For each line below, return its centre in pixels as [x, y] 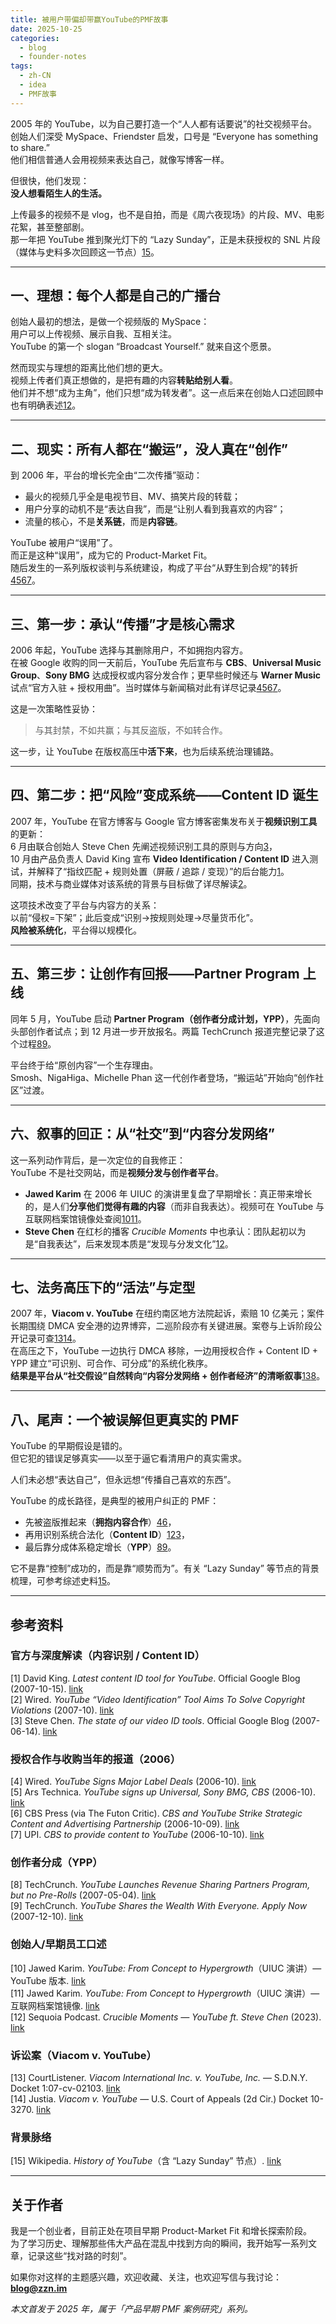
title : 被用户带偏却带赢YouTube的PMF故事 [89, 19]
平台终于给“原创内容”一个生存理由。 [84, 1065]
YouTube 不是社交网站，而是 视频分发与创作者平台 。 [117, 1172]
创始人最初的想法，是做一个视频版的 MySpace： [110, 322]
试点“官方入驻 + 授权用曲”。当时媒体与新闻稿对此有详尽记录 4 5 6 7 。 [148, 688]
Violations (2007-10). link [62, 1710]
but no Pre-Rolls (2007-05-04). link [83, 1895]
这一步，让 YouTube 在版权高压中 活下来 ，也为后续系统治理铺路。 [145, 752]
